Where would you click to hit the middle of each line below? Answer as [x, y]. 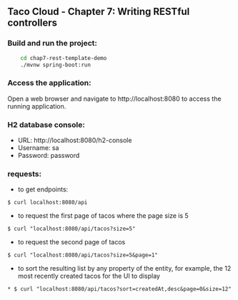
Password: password [49, 156]
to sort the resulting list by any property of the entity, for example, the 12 [124, 269]
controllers [33, 23]
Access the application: [49, 83]
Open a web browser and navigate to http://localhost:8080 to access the [114, 99]
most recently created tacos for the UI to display [89, 276]
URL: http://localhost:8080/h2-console [75, 140]
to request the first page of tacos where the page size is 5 [103, 216]
